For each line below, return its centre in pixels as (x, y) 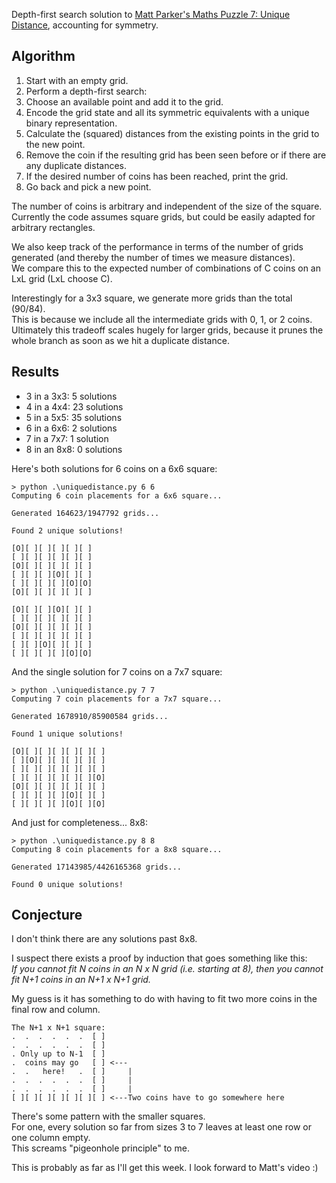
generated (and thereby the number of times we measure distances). (153, 257)
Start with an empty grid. (77, 80)
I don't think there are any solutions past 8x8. (104, 939)
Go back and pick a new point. (88, 186)
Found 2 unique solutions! (67, 530)
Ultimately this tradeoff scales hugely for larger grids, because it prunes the (167, 330)
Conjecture (47, 915)
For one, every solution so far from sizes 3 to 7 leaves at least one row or (161, 1127)
